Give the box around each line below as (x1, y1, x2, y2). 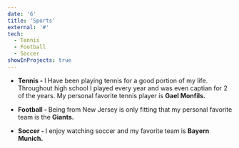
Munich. (17, 134, 44, 142)
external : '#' (7, 23, 50, 31)
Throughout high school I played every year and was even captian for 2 (17, 83, 228, 92)
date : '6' (7, 10, 37, 18)
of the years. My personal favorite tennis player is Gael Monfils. (17, 91, 205, 100)
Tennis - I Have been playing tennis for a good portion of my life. (17, 76, 208, 85)
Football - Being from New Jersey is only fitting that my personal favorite (17, 105, 233, 114)
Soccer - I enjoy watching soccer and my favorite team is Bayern (17, 126, 210, 135)
